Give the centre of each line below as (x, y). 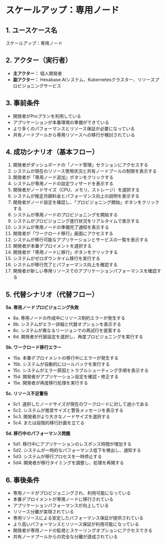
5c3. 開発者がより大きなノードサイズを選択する (62, 417)
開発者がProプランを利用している (47, 116)
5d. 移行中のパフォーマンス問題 (38, 433)
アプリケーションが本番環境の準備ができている (61, 122)
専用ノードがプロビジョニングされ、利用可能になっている (72, 493)
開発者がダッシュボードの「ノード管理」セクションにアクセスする (81, 165)
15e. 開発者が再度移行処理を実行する (50, 383)
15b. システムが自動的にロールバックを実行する (61, 364)
